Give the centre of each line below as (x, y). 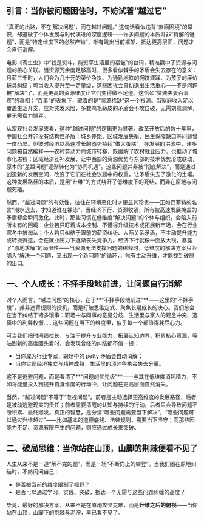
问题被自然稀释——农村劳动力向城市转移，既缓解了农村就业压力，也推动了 (99, 151)
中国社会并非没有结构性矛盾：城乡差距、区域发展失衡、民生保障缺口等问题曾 (102, 136)
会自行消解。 (22, 49)
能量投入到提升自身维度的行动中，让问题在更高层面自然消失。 (94, 384)
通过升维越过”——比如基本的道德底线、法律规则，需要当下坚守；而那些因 (103, 420)
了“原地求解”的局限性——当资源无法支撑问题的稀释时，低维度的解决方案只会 (102, 247)
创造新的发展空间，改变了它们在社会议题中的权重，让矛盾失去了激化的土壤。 (102, 174)
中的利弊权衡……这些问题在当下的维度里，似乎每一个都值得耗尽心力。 (99, 322)
